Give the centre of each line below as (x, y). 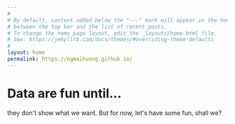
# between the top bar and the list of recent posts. (87, 26)
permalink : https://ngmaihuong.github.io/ (70, 59)
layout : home (26, 53)
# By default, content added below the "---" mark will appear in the (112, 20)
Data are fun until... (65, 93)
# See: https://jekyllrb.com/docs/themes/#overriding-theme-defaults (111, 40)
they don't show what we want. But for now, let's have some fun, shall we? (115, 113)
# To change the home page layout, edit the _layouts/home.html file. (112, 33)
